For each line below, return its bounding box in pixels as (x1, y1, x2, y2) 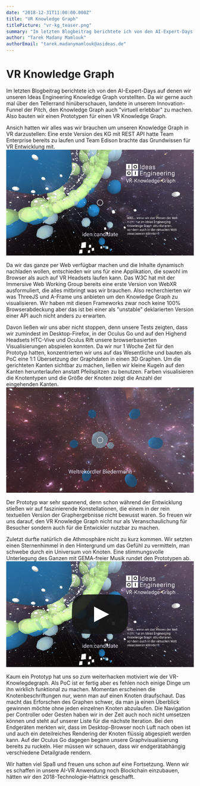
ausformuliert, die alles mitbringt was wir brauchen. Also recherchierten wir (6, 287, 191, 294)
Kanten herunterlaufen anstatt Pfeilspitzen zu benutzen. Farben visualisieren (6, 368, 193, 375)
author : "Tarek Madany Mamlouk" (6, 35, 86, 41)
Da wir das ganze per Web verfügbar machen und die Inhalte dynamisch (6, 261, 184, 268)
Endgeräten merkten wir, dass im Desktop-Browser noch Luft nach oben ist (6, 724, 191, 731)
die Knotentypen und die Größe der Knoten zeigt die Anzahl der (6, 374, 162, 381)
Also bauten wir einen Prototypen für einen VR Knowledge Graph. (6, 112, 167, 119)
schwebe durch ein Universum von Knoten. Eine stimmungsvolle (6, 548, 164, 555)
